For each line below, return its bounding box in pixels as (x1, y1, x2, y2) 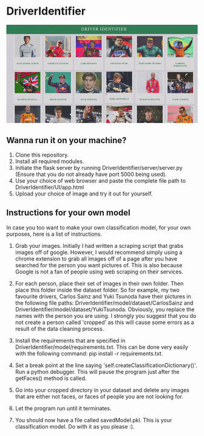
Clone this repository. (15, 151, 69, 159)
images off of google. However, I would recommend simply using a (15, 248, 183, 256)
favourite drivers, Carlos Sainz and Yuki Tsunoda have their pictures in (15, 292, 191, 300)
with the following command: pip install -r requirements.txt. (15, 350, 163, 357)
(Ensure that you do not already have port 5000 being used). (15, 171, 167, 178)
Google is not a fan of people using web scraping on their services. (15, 268, 183, 275)
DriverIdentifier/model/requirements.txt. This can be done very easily (15, 343, 188, 351)
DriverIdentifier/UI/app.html (15, 184, 84, 191)
